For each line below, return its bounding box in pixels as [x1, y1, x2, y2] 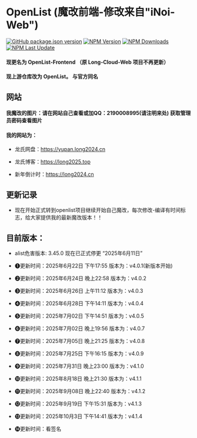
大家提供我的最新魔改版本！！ [30, 214, 103, 221]
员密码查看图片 [6, 117, 42, 124]
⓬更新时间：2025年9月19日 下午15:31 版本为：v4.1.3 [14, 400, 142, 407]
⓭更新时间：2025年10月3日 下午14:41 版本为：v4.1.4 [14, 413, 143, 420]
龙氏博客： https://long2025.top [14, 158, 91, 165]
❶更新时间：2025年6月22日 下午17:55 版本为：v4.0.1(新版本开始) [14, 262, 173, 269]
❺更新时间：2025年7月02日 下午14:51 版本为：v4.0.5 [14, 312, 144, 319]
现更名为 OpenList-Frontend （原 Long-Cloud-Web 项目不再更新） [6, 58, 169, 66]
